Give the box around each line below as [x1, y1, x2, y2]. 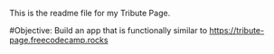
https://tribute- [209, 25, 265, 35]
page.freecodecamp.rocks [9, 35, 109, 45]
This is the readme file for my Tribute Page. [9, 8, 171, 18]
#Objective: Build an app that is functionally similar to [9, 25, 208, 35]
